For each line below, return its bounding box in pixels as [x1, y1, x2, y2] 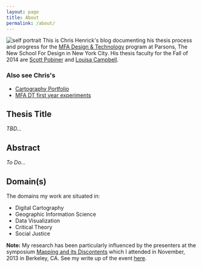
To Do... [6, 159, 26, 166]
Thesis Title [6, 109, 52, 119]
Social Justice [15, 230, 50, 237]
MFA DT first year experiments [15, 92, 91, 99]
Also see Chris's [6, 71, 56, 79]
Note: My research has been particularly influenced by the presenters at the [6, 242, 197, 249]
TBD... [6, 125, 22, 132]
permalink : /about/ [6, 20, 56, 26]
